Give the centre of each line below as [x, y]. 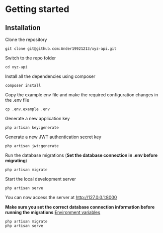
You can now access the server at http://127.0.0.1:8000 [61, 197]
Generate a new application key [38, 118]
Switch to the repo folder [31, 58]
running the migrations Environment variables [53, 212]
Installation [23, 28]
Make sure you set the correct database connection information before [80, 207]
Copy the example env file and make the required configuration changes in [81, 95]
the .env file [17, 100]
